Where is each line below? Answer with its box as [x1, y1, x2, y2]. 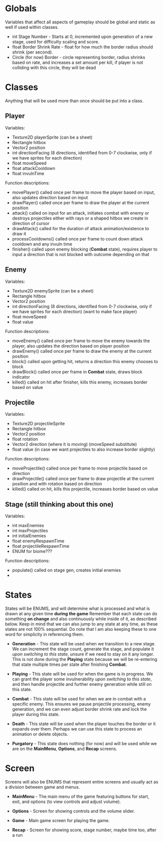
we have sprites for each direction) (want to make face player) [12, 309, 137, 314]
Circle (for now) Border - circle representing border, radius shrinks [12, 54, 145, 60]
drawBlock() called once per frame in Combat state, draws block [12, 368, 143, 375]
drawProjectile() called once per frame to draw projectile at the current [12, 476, 154, 482]
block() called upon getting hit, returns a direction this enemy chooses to [12, 358, 158, 364]
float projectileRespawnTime [12, 543, 70, 549]
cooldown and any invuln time [12, 241, 72, 247]
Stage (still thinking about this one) [5, 500, 114, 509]
